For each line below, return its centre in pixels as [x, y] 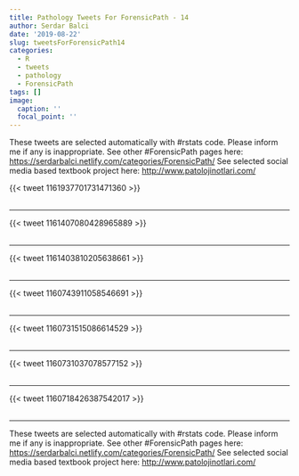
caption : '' [40, 109]
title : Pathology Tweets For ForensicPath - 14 [99, 17]
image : [21, 100]
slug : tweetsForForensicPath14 [67, 42]
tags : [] [25, 92]
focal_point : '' [47, 117]
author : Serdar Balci [49, 26]
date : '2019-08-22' [45, 34]
